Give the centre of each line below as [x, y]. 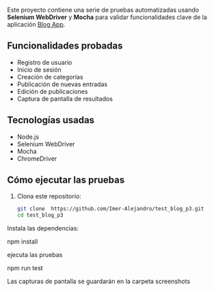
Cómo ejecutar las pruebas [66, 180]
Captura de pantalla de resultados [65, 98]
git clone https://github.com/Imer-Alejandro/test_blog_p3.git [110, 209]
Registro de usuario [44, 62]
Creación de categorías [50, 77]
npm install [23, 241]
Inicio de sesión [39, 69]
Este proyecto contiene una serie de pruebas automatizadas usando [103, 10]
